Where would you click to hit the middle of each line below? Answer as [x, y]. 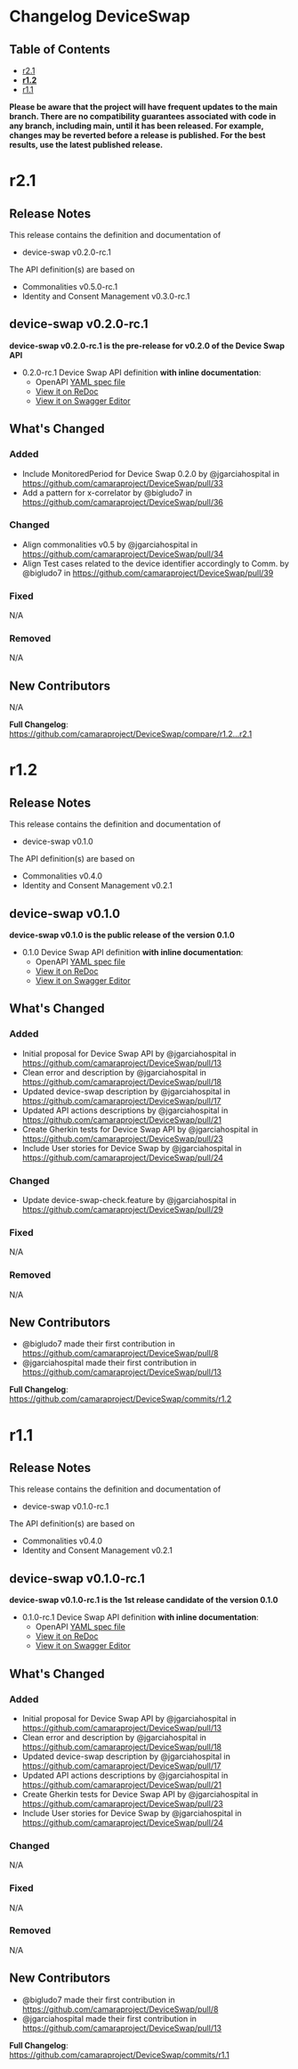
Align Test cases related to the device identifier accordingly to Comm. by [155, 563]
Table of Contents [60, 49]
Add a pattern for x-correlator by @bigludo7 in [107, 493]
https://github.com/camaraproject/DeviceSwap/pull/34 [123, 553]
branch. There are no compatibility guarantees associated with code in [143, 116]
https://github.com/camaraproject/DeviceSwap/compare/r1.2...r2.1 [131, 734]
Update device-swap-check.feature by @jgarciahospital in [129, 1200]
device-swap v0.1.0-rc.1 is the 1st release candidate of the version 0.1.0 [144, 1600]
